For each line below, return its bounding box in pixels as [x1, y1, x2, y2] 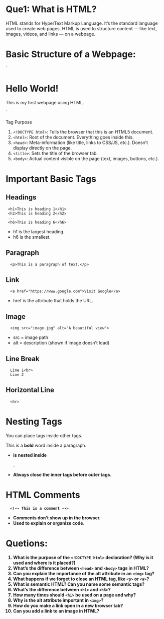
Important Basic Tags [6, 173, 97, 184]
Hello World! [6, 83, 59, 94]
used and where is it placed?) [13, 560, 76, 566]
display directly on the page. [13, 145, 72, 151]
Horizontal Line [6, 386, 55, 394]
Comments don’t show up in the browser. [13, 515, 101, 521]
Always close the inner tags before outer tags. [13, 471, 112, 477]
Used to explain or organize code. [13, 520, 85, 526]
